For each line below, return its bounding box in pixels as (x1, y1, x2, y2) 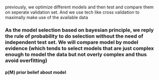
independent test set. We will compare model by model (5, 39, 138, 45)
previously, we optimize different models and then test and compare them (5, 4, 154, 10)
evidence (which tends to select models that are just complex (5, 45, 154, 52)
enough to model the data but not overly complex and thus (5, 51, 147, 58)
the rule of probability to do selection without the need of (5, 33, 143, 40)
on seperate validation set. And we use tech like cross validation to (5, 9, 140, 15)
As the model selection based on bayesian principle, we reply (5, 26, 154, 33)
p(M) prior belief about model (5, 69, 67, 75)
